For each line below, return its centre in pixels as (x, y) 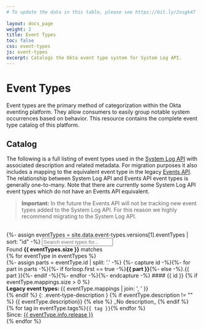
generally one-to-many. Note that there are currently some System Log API (101, 185)
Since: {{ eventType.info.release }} (50, 315)
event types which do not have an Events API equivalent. (78, 192)
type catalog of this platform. (43, 125)
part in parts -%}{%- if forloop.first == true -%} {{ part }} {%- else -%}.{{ (98, 269)
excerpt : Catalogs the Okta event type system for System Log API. (94, 58)
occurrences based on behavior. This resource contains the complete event (102, 118)
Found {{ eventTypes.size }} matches (55, 249)
